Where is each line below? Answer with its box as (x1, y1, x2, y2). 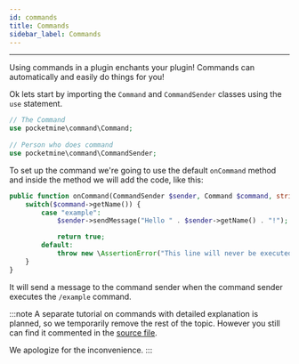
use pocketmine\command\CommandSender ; (9, 149, 158, 158)
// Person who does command (9, 141, 114, 150)
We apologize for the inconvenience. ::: (9, 344, 153, 355)
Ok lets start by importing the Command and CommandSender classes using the (9, 89, 282, 100)
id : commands (9, 12, 58, 22)
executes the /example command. (9, 291, 132, 302)
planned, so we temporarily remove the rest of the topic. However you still (9, 318, 280, 328)
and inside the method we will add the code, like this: (9, 174, 204, 185)
